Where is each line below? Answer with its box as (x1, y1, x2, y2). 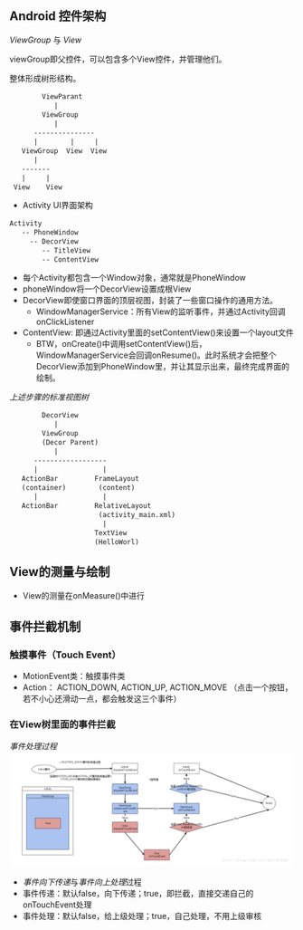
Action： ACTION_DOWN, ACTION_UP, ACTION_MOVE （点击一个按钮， (22, 682, 293, 693)
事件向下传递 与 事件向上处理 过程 (22, 877, 142, 887)
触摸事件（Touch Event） (9, 648, 122, 661)
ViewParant (42, 91, 83, 101)
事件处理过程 (9, 741, 57, 752)
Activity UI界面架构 (22, 199, 93, 210)
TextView (94, 528, 128, 537)
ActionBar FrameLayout (21, 474, 140, 483)
